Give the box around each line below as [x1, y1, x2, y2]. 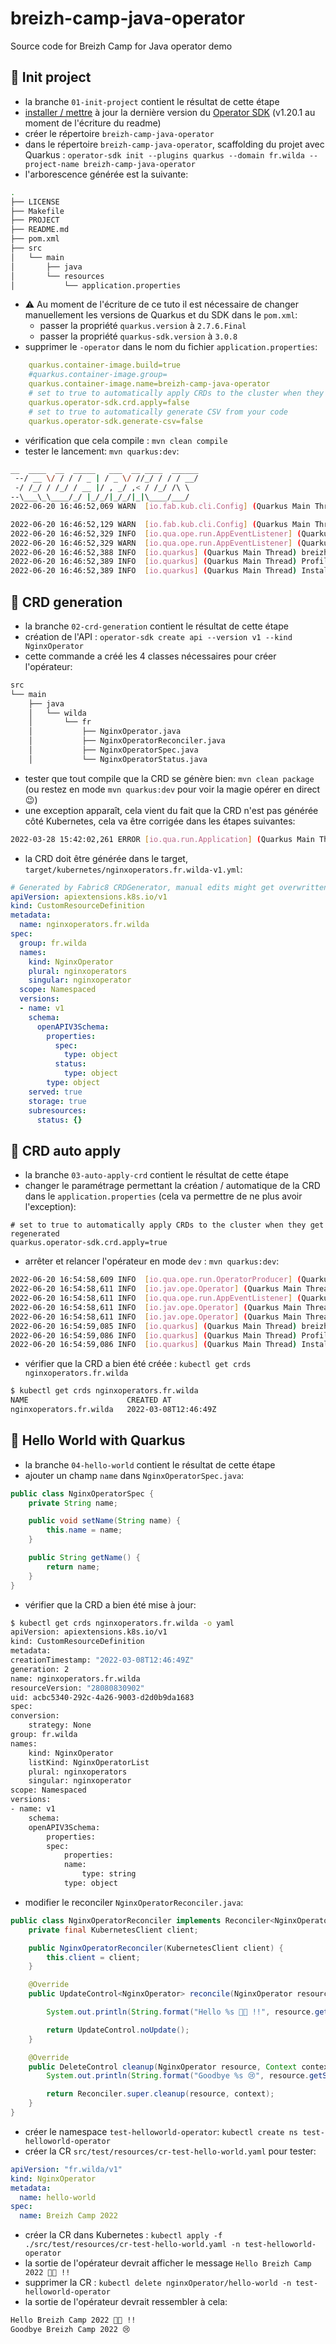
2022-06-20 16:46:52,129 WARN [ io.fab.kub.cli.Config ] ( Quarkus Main [10, 519, 311, 529]
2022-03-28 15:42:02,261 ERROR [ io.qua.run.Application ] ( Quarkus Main [10, 834, 315, 844]
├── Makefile [10, 206, 65, 216]
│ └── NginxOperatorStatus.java [28, 754, 208, 764]
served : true [28, 1087, 83, 1097]
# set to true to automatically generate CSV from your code [28, 407, 288, 417]
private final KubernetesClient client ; [28, 1925, 199, 1935]
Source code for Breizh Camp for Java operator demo [10, 40, 233, 52]
